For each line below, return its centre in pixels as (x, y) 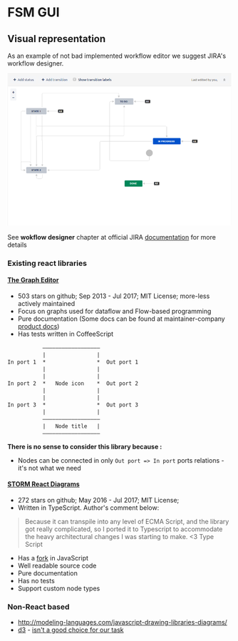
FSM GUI (33, 12)
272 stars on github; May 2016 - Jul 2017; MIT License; (98, 501)
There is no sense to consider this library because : (85, 446)
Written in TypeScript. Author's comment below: (88, 508)
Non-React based (38, 607)
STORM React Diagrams (43, 484)
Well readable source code (57, 566)
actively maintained (46, 303)
